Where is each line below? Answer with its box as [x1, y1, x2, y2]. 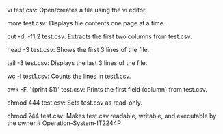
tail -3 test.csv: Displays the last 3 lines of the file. [7, 59, 148, 67]
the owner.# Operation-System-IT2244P [7, 119, 122, 127]
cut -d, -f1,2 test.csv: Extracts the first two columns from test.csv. [7, 32, 193, 40]
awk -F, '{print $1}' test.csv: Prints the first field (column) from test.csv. [7, 85, 207, 93]
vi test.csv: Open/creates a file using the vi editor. [7, 6, 147, 14]
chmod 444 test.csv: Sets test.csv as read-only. [7, 98, 142, 107]
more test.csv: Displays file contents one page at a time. [7, 19, 166, 27]
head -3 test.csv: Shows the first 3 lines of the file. [7, 46, 150, 53]
